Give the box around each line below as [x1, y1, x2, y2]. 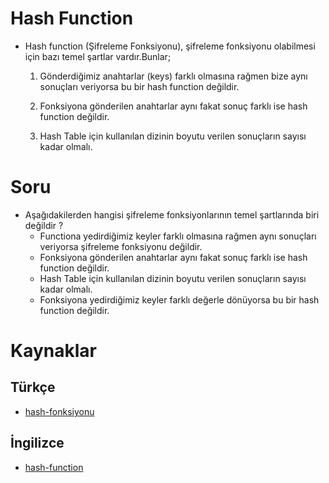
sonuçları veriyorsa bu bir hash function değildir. [39, 80, 240, 92]
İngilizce [10, 435, 65, 452]
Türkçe [10, 379, 56, 396]
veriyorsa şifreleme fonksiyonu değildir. [39, 240, 203, 252]
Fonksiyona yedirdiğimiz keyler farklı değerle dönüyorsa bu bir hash [39, 293, 320, 306]
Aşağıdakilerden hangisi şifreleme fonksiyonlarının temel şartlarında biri [24, 208, 320, 221]
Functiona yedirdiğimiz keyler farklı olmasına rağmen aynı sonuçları [39, 230, 317, 242]
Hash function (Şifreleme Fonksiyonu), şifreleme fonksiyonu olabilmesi [24, 40, 316, 52]
